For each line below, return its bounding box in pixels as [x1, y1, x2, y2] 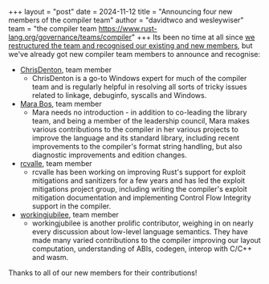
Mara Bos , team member [19, 99, 102, 108]
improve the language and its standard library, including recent [31, 133, 240, 143]
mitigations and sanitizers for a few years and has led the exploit [31, 176, 245, 185]
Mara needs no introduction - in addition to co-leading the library [31, 108, 247, 117]
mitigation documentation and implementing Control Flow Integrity [31, 193, 251, 202]
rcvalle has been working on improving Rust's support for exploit [31, 168, 247, 176]
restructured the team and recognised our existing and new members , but [8, 41, 253, 51]
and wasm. [31, 253, 69, 262]
